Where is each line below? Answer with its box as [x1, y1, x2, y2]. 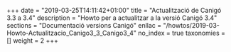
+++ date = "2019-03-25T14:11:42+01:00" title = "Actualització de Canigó [6, 6, 222, 14]
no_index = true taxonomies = [137, 28, 225, 37]
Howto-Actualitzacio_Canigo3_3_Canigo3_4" [6, 28, 136, 37]
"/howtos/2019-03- [162, 21, 220, 29]
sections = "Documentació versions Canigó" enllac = [6, 21, 161, 29]
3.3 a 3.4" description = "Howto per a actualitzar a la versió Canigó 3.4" [6, 14, 217, 22]
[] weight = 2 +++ [6, 36, 58, 45]
